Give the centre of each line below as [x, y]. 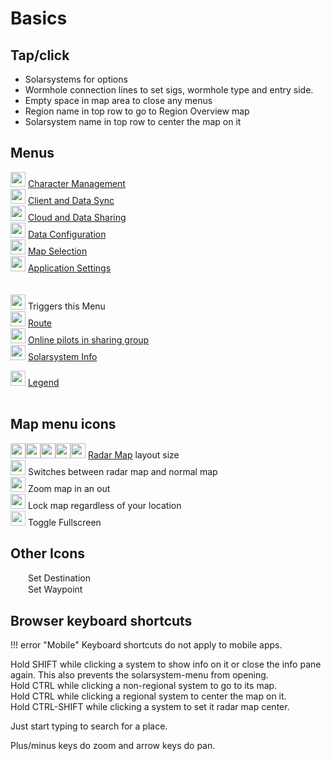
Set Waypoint [55, 589]
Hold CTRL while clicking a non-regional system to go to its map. [144, 686]
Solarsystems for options [76, 79]
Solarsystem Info [62, 356]
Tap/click [40, 55]
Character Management [76, 183]
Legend [43, 382]
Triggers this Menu [66, 306]
